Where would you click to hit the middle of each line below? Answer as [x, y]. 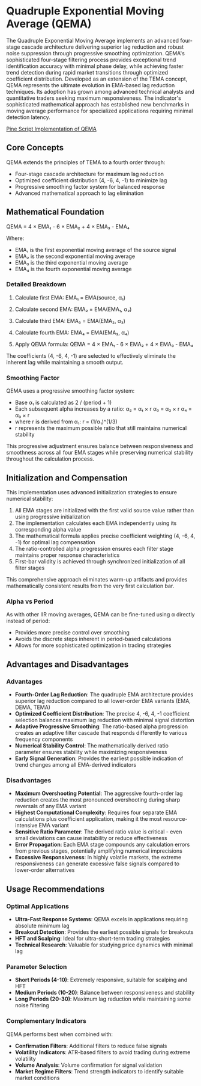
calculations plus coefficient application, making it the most [88, 819]
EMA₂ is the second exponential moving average [75, 256]
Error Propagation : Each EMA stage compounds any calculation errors [102, 845]
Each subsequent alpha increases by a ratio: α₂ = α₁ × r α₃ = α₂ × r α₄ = [103, 409]
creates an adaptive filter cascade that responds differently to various [101, 732]
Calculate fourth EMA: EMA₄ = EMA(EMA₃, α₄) [72, 333]
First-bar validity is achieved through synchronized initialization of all [100, 561]
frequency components [44, 739]
